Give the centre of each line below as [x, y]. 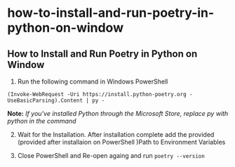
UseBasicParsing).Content [45, 100]
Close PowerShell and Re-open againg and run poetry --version [111, 155]
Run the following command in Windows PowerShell [93, 81]
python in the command [42, 121]
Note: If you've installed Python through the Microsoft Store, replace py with [118, 113]
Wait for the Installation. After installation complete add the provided [116, 134]
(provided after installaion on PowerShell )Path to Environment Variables [121, 142]
